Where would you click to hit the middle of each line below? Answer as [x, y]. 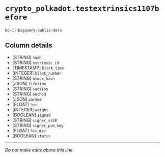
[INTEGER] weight [30, 109]
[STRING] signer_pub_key [38, 125]
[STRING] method [29, 94]
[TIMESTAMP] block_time [38, 67]
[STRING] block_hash [33, 78]
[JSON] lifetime [29, 83]
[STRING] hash [27, 57]
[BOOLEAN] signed [31, 115]
